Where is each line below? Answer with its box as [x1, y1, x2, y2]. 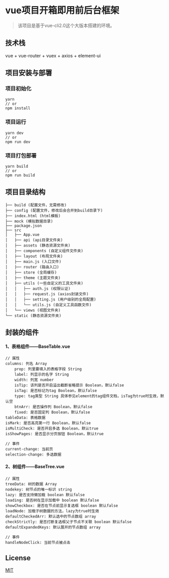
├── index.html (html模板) [5, 213, 61, 219]
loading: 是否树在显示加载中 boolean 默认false [5, 498, 99, 503]
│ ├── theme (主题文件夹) [5, 275, 61, 280]
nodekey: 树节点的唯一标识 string [5, 486, 72, 492]
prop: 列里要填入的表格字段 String [14, 367, 82, 372]
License [5, 554, 31, 562]
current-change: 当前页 [5, 447, 53, 452]
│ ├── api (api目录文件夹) [5, 237, 63, 242]
